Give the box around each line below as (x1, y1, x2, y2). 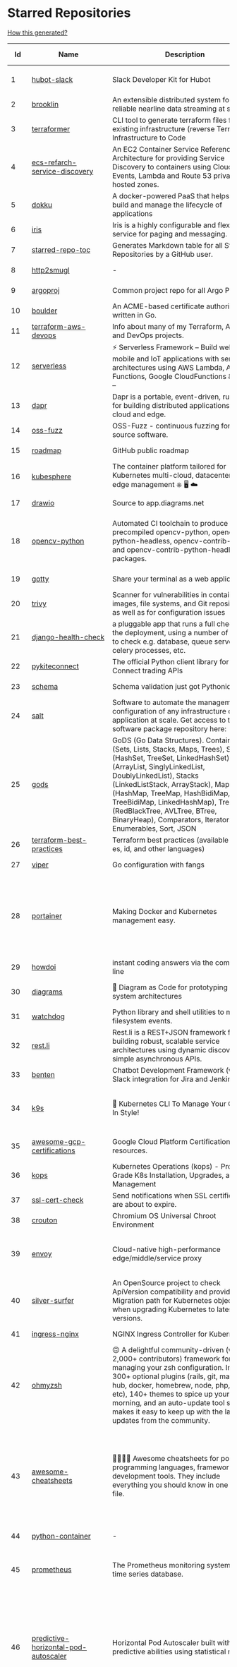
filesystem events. (112, 1016, 173, 1025)
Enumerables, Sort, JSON (112, 824, 197, 833)
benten (31, 1069, 55, 1079)
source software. (112, 429, 169, 439)
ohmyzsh (31, 1380, 62, 1390)
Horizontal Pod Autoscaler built (112, 1637, 216, 1647)
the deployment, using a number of (112, 627, 229, 637)
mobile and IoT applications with (112, 354, 219, 363)
